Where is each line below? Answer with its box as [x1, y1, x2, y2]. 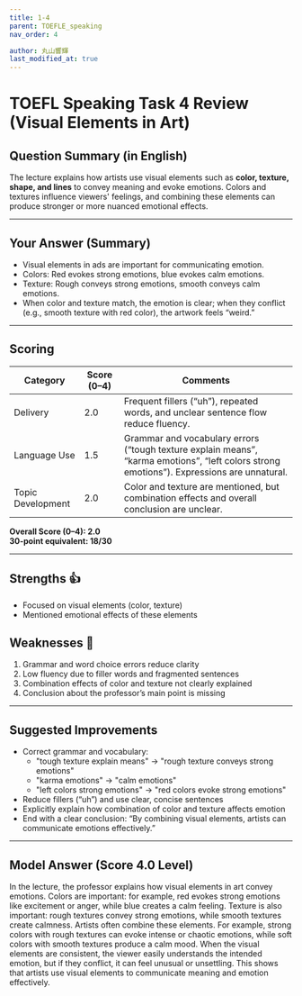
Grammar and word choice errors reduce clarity [22, 659, 200, 670]
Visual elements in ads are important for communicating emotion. [22, 258, 265, 270]
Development [13, 497, 70, 510]
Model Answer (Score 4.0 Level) [9, 857, 194, 873]
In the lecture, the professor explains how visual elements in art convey [9, 882, 273, 892]
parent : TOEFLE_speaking [9, 22, 102, 31]
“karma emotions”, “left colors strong [123, 454, 280, 466]
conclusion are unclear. [123, 503, 223, 515]
